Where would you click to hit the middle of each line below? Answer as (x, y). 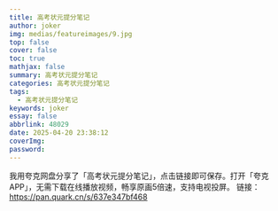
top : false (29, 42)
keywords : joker (39, 108)
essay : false (33, 116)
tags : (19, 91)
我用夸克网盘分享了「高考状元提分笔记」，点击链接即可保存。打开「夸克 (139, 176)
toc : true (27, 59)
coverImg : (27, 141)
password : (27, 149)
